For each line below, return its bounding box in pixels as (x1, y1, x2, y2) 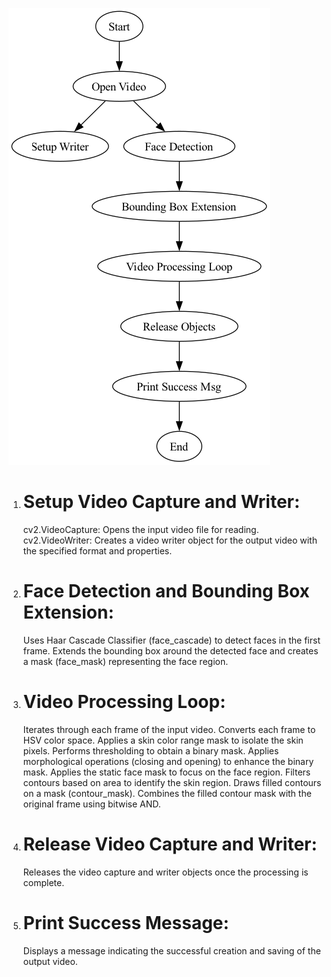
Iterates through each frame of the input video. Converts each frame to (22, 723, 316, 735)
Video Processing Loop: (22, 691, 226, 713)
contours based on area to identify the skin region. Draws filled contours (22, 776, 322, 788)
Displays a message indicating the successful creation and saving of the (22, 944, 321, 957)
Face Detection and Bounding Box (22, 580, 310, 603)
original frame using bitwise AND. (22, 798, 161, 810)
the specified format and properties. (22, 544, 173, 557)
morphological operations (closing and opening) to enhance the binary (22, 755, 315, 767)
